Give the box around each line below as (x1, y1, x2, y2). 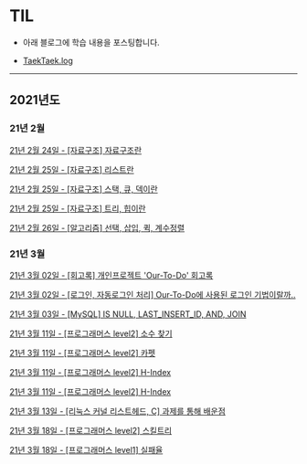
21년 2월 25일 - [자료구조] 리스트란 (9, 163, 134, 174)
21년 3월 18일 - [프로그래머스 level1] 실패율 (9, 444, 164, 455)
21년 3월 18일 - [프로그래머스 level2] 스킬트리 (9, 425, 172, 436)
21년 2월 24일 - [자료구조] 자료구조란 (9, 144, 143, 155)
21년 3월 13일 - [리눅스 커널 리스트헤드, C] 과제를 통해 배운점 (9, 406, 226, 417)
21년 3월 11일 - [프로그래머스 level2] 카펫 (9, 347, 156, 358)
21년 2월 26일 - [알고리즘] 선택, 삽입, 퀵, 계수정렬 (9, 222, 185, 233)
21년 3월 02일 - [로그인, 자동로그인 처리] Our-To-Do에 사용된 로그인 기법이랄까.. (9, 289, 296, 300)
